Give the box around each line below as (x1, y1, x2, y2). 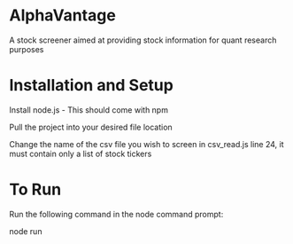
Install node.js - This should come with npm (9, 104, 168, 115)
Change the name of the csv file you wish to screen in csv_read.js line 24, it (9, 138, 285, 149)
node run (9, 225, 42, 236)
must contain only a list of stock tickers (9, 148, 152, 159)
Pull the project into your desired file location (9, 122, 173, 132)
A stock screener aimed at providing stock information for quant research (9, 35, 277, 45)
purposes (9, 43, 44, 54)
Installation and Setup (9, 75, 174, 96)
